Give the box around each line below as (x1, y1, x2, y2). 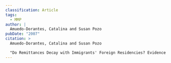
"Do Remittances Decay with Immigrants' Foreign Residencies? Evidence (10, 50, 166, 55)
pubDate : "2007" (5, 31, 40, 36)
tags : (5, 12, 17, 17)
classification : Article (5, 7, 58, 13)
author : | (5, 22, 27, 27)
